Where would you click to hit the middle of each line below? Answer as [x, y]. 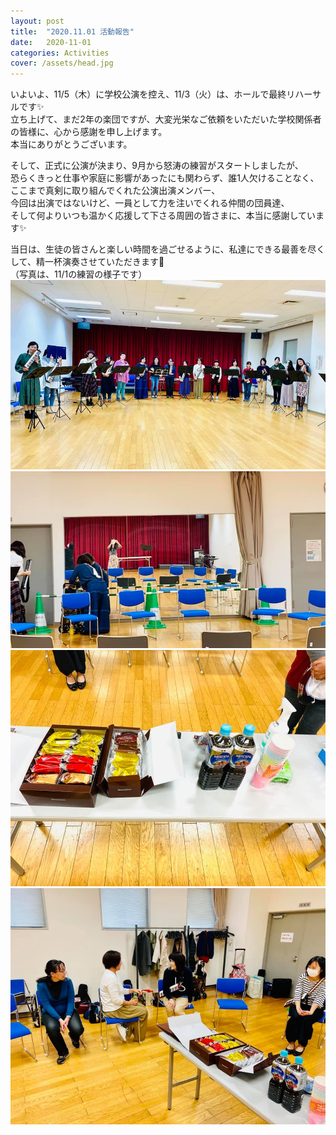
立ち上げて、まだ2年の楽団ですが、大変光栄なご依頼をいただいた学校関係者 [166, 119]
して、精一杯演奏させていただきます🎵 [87, 262]
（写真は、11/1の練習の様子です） [79, 274]
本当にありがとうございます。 [71, 144]
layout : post [37, 21]
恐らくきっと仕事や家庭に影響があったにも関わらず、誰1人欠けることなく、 [165, 178]
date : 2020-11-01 [51, 42]
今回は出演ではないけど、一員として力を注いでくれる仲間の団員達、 [150, 203]
